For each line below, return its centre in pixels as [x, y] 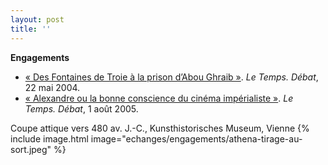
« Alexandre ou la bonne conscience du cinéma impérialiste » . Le [159, 98]
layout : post [37, 19]
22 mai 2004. [52, 87]
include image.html [49, 138]
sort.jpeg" [31, 149]
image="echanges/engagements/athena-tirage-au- [196, 138]
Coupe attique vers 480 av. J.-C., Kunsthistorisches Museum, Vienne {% [160, 128]
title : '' [31, 29]
